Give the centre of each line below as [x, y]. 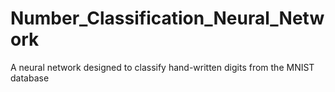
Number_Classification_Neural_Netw [167, 18]
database [30, 78]
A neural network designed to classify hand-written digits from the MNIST [162, 67]
